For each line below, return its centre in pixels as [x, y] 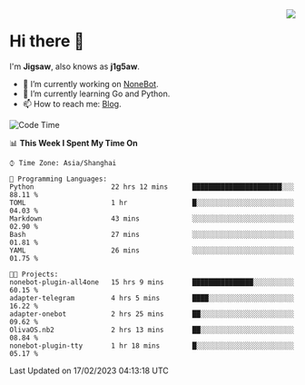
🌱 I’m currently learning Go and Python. [96, 94]
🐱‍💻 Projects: [34, 274]
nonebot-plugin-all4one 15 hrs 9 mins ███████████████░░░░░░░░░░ [152, 282]
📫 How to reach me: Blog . [72, 104]
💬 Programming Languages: [58, 179]
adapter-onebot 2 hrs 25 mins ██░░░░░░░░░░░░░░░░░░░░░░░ [152, 314]
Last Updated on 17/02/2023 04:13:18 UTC [89, 370]
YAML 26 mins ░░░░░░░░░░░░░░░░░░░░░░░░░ [152, 250]
